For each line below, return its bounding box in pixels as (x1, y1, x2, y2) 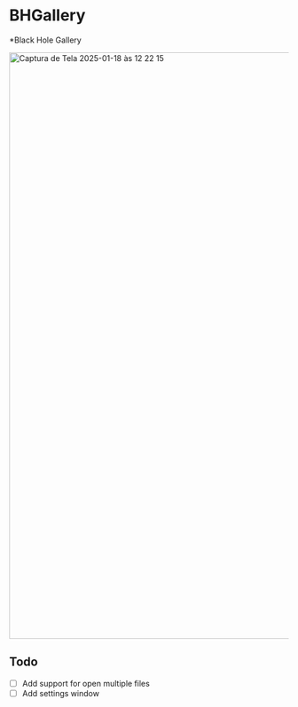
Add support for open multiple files (21, 678, 151, 688)
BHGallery (9, 5, 86, 26)
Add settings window (21, 688, 100, 698)
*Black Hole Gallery (9, 35, 82, 45)
